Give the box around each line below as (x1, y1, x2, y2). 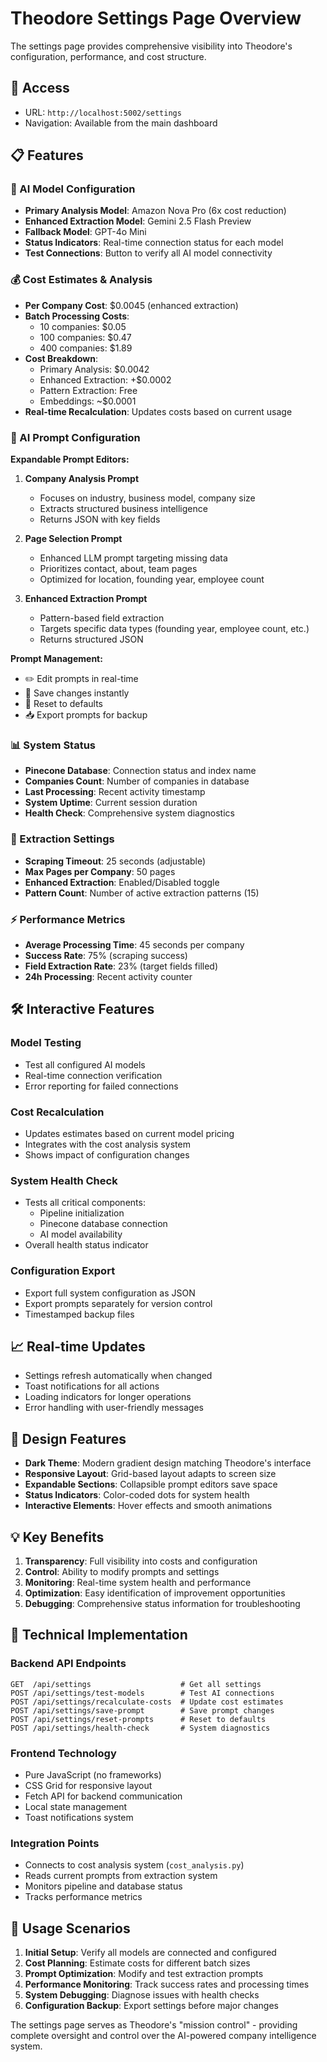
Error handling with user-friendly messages (24, 1402, 204, 1414)
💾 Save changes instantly (24, 687, 130, 699)
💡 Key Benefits (10, 1528, 105, 1546)
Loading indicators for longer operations (24, 1391, 192, 1403)
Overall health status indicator (24, 1239, 149, 1251)
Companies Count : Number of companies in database (24, 775, 250, 787)
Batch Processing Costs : (24, 310, 130, 322)
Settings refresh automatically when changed (24, 1370, 213, 1382)
